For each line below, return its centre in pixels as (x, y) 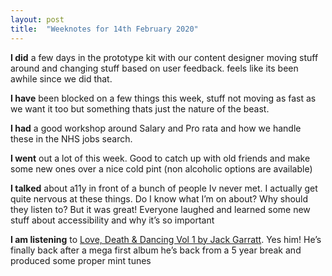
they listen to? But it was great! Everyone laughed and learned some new (160, 209)
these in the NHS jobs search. (71, 138)
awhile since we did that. (61, 78)
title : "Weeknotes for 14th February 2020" (104, 29)
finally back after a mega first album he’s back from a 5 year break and (156, 250)
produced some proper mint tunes (81, 260)
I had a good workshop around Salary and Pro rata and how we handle (156, 128)
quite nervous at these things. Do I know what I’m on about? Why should (159, 198)
